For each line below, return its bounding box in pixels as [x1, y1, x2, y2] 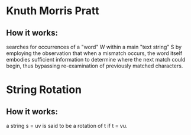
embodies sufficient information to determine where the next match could [6, 56, 186, 63]
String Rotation [6, 83, 82, 97]
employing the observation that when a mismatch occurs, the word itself [6, 50, 183, 57]
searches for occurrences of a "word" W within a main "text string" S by [6, 43, 182, 50]
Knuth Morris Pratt [6, 4, 99, 18]
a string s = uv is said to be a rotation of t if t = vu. [6, 123, 128, 129]
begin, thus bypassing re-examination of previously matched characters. [6, 62, 183, 69]
